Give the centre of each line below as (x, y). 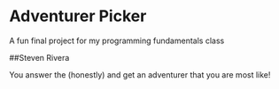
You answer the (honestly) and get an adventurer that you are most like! (140, 74)
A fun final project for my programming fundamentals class (117, 41)
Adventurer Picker (78, 16)
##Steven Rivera (39, 57)
